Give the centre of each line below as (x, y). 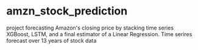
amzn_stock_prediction (67, 11)
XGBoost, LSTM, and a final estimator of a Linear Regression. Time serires (99, 34)
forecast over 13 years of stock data (51, 40)
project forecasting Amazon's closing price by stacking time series (90, 28)
